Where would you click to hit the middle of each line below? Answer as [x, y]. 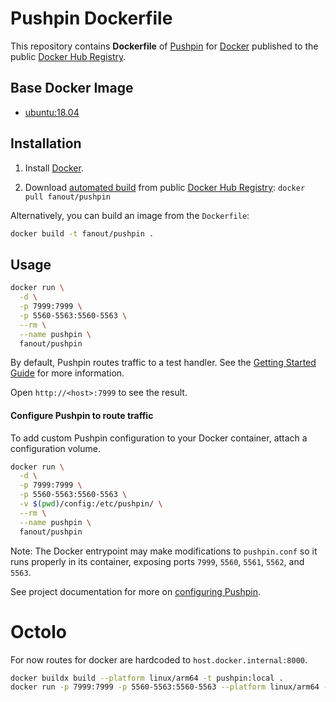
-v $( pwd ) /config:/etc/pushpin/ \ [91, 504]
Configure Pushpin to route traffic [82, 415]
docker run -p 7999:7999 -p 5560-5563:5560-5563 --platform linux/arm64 [165, 687]
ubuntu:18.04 [52, 112]
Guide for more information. [67, 373]
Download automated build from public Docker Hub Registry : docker [165, 187]
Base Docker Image [72, 88]
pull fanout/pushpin [67, 197]
